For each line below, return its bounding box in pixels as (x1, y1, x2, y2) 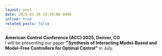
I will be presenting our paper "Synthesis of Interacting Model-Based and (5, 40, 157, 46)
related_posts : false (5, 21, 50, 26)
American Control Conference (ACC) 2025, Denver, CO (5, 35, 120, 41)
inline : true (5, 16, 32, 21)
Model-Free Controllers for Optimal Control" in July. (5, 45, 114, 51)
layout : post (5, 7, 32, 12)
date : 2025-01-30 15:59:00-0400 (5, 12, 72, 17)
